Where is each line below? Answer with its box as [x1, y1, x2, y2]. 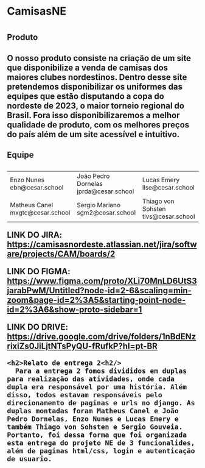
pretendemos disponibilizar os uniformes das [7, 81, 183, 92]
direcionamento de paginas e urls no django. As [7, 398, 195, 407]
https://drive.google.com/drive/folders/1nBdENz [7, 331, 196, 342]
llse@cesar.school [142, 183, 195, 191]
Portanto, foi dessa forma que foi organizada [7, 430, 187, 439]
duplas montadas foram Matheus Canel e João [7, 406, 179, 415]
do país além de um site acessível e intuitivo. [7, 129, 180, 140]
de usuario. [7, 454, 52, 463]
